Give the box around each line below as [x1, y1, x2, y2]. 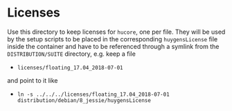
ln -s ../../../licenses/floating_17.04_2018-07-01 [17, 91, 170, 98]
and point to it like [7, 76, 58, 84]
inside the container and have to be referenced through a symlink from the [7, 42, 220, 50]
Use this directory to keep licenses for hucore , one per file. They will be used [7, 28, 226, 36]
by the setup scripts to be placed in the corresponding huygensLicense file [7, 34, 218, 43]
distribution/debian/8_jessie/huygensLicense [17, 97, 151, 104]
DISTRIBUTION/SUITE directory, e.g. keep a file [7, 50, 136, 58]
